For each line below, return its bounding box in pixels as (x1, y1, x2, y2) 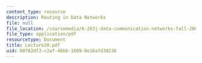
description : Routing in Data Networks (6, 14, 106, 20)
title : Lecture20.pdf (6, 43, 61, 49)
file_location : (6, 25, 44, 32)
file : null (6, 20, 34, 26)
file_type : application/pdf (6, 31, 77, 37)
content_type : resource (6, 8, 66, 15)
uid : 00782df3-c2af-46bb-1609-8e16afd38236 (6, 48, 117, 54)
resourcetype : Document (6, 37, 66, 43)
